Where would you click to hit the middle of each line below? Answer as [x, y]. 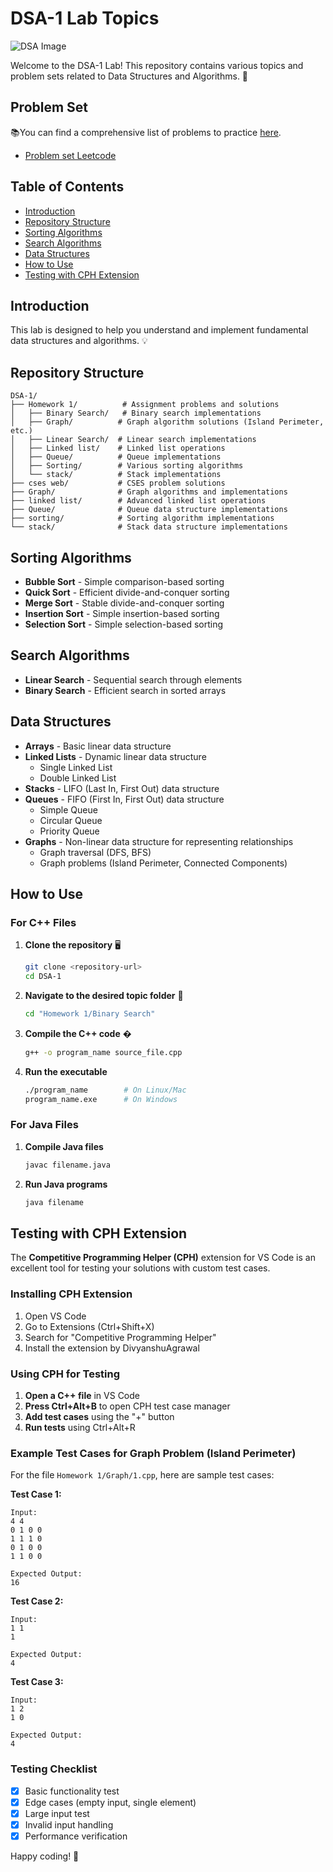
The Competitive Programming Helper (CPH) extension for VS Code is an [163, 1258]
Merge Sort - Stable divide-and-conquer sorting [124, 603]
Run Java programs [66, 1184]
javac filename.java [67, 1165]
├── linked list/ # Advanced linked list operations [138, 501]
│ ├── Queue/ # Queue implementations [116, 457]
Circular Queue [71, 820]
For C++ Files [43, 922]
